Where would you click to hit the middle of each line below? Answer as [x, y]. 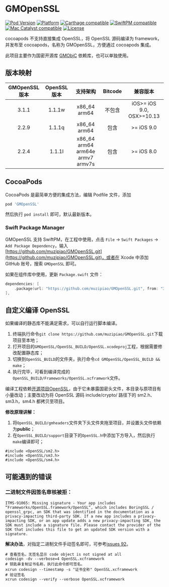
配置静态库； [30, 353]
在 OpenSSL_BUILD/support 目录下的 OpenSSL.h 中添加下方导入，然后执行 [84, 435]
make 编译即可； [28, 442]
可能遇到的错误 [28, 477]
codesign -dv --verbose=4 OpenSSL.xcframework [55, 559]
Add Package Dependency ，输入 [37, 245]
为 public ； [24, 429]
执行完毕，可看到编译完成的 [41, 372]
